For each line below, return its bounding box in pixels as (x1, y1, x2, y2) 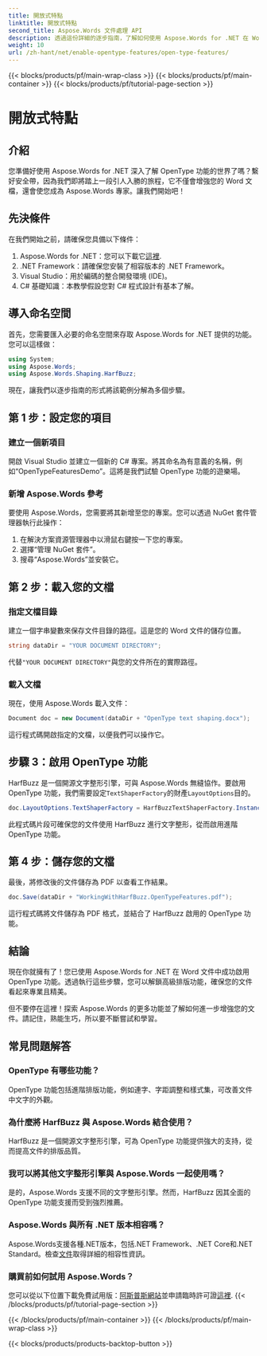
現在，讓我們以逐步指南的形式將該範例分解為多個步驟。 (8, 386, 189, 395)
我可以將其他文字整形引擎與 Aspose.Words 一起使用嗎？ (8, 1168, 226, 1179)
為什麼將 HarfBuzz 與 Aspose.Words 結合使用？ (8, 1116, 193, 1127)
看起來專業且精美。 (8, 987, 72, 997)
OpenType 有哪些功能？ (8, 1065, 100, 1076)
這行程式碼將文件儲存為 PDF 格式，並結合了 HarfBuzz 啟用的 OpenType (8, 909, 242, 919)
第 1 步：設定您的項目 (8, 411, 112, 425)
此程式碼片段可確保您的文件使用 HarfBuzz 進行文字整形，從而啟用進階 (8, 819, 238, 829)
